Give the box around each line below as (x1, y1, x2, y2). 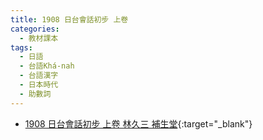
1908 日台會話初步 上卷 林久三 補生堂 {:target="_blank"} (24, 117, 253, 130)
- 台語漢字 (19, 71, 59, 81)
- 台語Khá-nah (19, 61, 75, 71)
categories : (10, 24, 60, 34)
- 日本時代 (19, 80, 59, 90)
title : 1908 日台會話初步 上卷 (10, 14, 129, 25)
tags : (10, 42, 33, 53)
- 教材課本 (19, 33, 59, 43)
